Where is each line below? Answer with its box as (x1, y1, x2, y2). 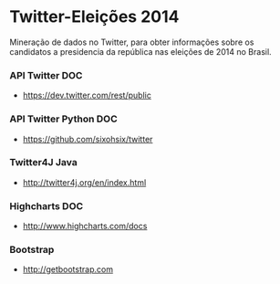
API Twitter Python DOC (9, 112, 119, 125)
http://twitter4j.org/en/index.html (22, 176, 147, 188)
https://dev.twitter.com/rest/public (22, 89, 152, 101)
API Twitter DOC (9, 68, 83, 81)
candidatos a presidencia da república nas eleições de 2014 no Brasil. (9, 46, 272, 57)
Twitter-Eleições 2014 (9, 6, 180, 27)
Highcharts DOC (9, 199, 84, 212)
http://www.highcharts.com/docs (22, 221, 148, 232)
